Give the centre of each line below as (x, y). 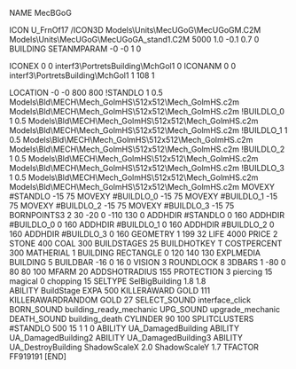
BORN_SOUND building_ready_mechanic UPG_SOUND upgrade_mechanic (145, 309)
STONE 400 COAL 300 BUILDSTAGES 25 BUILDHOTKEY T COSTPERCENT (146, 243)
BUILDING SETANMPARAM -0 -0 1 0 (75, 49)
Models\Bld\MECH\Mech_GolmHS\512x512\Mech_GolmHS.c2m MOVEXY (142, 187)
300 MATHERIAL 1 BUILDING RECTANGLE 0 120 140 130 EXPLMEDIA (135, 253)
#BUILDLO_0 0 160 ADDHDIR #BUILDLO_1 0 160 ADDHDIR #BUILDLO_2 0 (142, 224)
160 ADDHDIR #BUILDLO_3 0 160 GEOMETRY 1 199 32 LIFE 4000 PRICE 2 (144, 234)
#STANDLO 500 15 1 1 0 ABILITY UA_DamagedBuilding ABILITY (125, 328)
